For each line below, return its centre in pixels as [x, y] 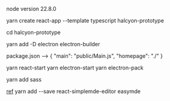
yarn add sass [24, 79]
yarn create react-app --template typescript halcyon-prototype [85, 20]
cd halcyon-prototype [33, 32]
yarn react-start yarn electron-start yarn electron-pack [75, 68]
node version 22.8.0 [31, 9]
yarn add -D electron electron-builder [53, 44]
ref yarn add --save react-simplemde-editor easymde [73, 91]
